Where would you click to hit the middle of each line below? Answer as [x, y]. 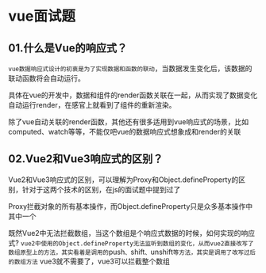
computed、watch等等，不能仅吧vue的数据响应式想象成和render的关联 [125, 132]
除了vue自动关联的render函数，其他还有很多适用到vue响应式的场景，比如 [129, 122]
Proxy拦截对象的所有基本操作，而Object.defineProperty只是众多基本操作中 [131, 206]
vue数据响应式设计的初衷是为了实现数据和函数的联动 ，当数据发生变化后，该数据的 [130, 68]
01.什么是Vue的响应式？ [68, 48]
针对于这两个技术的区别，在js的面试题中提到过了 [101, 189]
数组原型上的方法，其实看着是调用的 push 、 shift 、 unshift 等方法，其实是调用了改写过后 [132, 252]
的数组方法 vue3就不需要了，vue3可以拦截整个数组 [89, 261]
